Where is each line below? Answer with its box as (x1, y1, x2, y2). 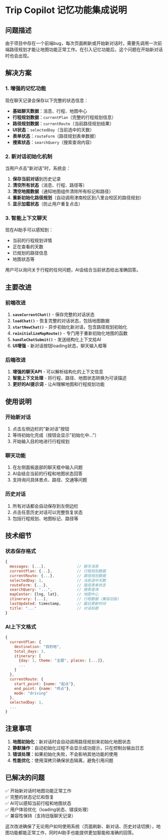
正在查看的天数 (12, 243, 43, 250)
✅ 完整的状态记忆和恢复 (5, 793, 54, 800)
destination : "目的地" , (14, 644, 61, 649)
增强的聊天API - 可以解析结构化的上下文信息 (12, 368, 103, 375)
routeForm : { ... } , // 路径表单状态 (9, 582, 106, 587)
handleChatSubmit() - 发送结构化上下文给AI (12, 336, 101, 342)
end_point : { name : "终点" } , (14, 686, 71, 691)
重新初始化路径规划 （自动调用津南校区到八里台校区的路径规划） (12, 194, 144, 200)
